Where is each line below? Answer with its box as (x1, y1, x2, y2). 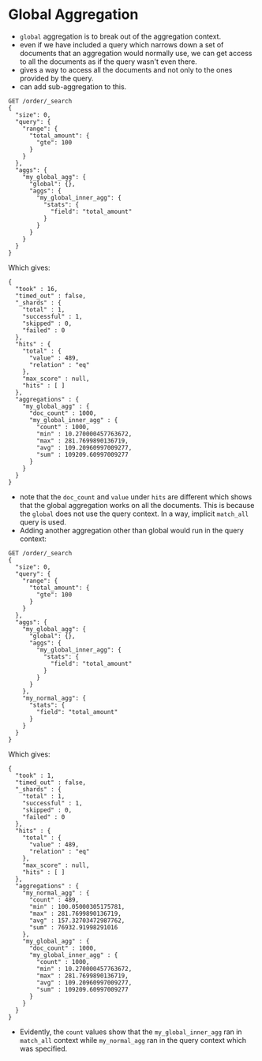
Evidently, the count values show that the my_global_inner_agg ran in (19, 1027, 242, 1037)
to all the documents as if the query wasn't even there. (19, 57, 197, 66)
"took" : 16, (15, 285, 58, 293)
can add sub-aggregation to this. (19, 81, 127, 92)
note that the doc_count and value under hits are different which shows (19, 491, 253, 502)
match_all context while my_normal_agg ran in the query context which (19, 1035, 247, 1044)
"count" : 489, (28, 895, 80, 904)
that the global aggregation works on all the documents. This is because (19, 500, 255, 510)
